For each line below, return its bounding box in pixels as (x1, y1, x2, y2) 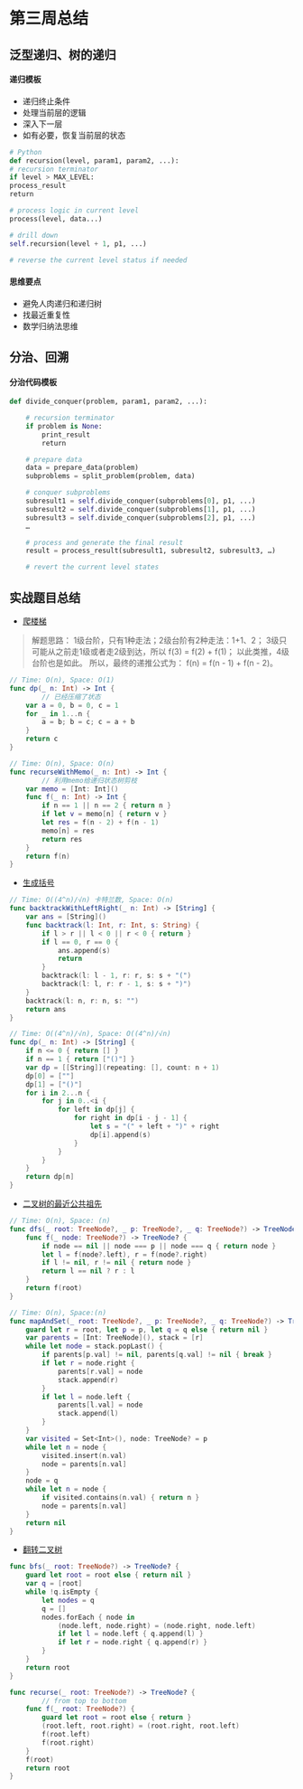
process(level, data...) (9, 214, 103, 223)
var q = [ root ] (25, 1579, 83, 1588)
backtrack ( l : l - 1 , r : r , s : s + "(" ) (41, 971, 192, 981)
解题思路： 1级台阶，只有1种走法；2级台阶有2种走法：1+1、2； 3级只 (31, 635, 287, 646)
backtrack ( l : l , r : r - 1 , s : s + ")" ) (41, 980, 192, 989)
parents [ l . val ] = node (57, 1400, 143, 1410)
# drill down (9, 231, 59, 240)
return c (25, 734, 59, 744)
